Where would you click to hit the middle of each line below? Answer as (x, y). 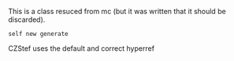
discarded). (27, 20)
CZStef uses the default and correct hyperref (82, 48)
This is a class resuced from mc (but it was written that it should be (117, 11)
